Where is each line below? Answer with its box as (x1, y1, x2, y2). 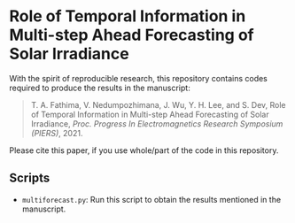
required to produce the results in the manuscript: (9, 82, 190, 93)
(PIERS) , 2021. (30, 127, 83, 138)
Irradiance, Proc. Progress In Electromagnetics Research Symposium (30, 118, 283, 129)
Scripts (9, 171, 50, 186)
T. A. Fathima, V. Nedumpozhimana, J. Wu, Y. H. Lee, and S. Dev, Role (30, 99, 286, 110)
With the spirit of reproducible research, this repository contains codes (9, 73, 268, 83)
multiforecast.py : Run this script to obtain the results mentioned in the (21, 194, 282, 204)
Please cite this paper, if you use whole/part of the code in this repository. (9, 144, 279, 156)
